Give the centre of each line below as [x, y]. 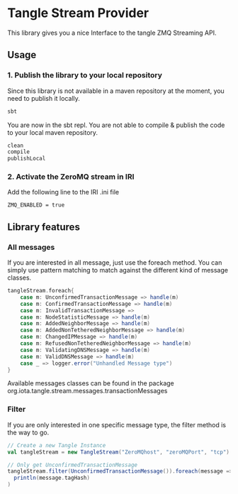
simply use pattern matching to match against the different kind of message [118, 270]
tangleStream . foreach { [41, 291]
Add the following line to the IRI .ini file [63, 192]
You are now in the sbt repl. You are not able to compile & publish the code [116, 125]
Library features [44, 227]
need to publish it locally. [44, 98]
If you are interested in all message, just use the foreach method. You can [115, 263]
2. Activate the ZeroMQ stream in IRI [71, 177]
